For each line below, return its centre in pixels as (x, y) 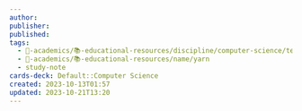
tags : (19, 43)
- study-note (42, 68)
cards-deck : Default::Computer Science (84, 76)
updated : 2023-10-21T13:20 (60, 92)
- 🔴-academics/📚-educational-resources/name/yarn (114, 59)
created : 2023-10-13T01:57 (60, 84)
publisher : (30, 26)
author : (24, 17)
